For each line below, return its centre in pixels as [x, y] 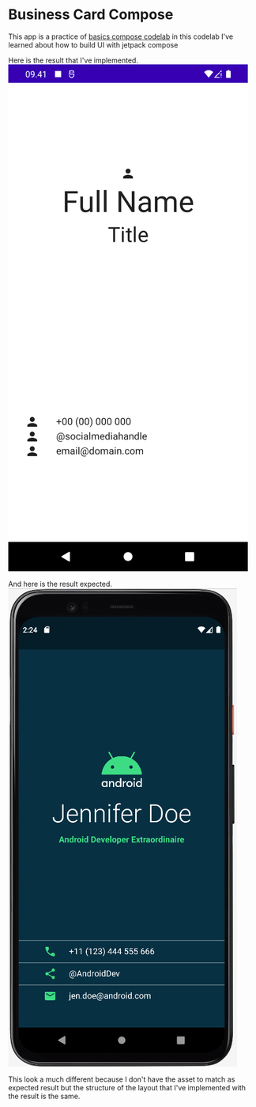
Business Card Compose [91, 15]
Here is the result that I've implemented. [73, 60]
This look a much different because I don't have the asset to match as [122, 1079]
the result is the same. [44, 1096]
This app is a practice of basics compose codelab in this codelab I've [121, 36]
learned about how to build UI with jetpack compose [93, 44]
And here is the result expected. [60, 584]
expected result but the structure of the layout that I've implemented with [127, 1087]
